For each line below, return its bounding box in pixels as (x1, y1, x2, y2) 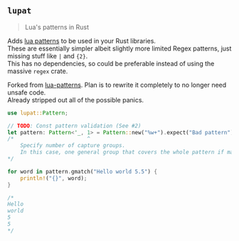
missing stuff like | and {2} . (7, 51, 88, 60)
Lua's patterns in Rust (24, 23, 90, 31)
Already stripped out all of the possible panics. (7, 95, 144, 104)
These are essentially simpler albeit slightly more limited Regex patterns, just (7, 44, 232, 53)
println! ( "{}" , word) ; (20, 174, 87, 182)
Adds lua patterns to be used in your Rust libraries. (7, 36, 156, 45)
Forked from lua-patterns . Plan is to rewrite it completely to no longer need (7, 80, 227, 89)
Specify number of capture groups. (20, 142, 126, 149)
